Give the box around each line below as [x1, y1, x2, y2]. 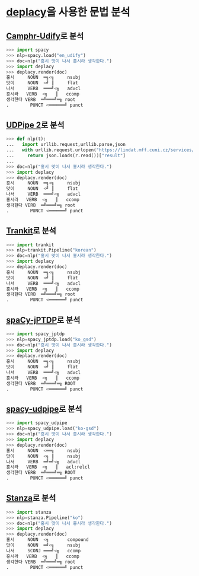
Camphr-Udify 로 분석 [6, 31, 84, 41]
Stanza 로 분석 [6, 493, 56, 503]
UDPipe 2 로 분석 [6, 120, 65, 131]
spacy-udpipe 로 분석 [6, 404, 82, 414]
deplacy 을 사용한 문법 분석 [6, 5, 130, 19]
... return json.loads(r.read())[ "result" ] [6, 152, 126, 159]
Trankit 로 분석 [6, 226, 56, 236]
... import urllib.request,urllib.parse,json [6, 142, 126, 148]
